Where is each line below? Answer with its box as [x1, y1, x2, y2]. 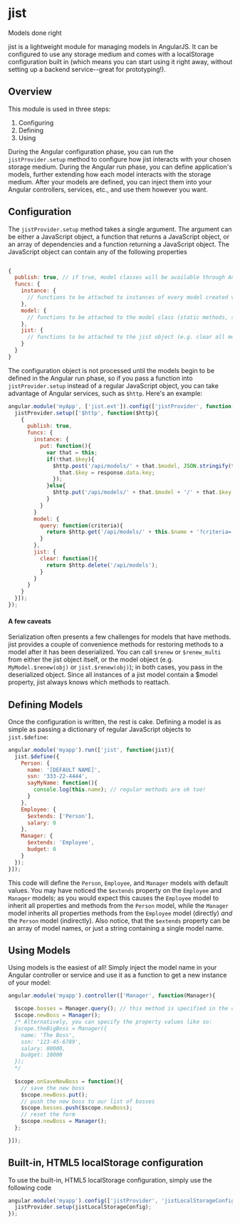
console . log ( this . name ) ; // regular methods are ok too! [33, 786, 206, 793]
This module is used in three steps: [8, 105, 111, 113]
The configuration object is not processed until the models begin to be [8, 366, 215, 375]
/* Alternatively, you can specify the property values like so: [14, 1018, 213, 1026]
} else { [46, 482, 66, 489]
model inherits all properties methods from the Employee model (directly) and [8, 909, 233, 917]
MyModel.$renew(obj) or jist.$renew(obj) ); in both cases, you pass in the [8, 663, 223, 671]
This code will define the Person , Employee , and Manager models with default [8, 878, 229, 887]
